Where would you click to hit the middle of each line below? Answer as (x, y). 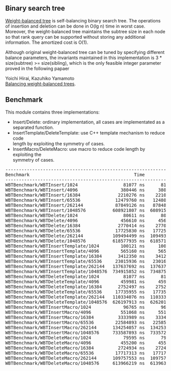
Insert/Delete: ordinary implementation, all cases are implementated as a (89, 122)
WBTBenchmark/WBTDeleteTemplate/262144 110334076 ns (75, 297)
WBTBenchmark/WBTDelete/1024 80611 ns (75, 215)
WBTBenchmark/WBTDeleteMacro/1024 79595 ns (75, 338)
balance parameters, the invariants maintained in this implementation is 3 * (84, 58)
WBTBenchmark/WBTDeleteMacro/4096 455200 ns (75, 343)
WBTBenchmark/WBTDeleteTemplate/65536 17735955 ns (75, 292)
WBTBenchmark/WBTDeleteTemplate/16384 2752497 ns (75, 287)
